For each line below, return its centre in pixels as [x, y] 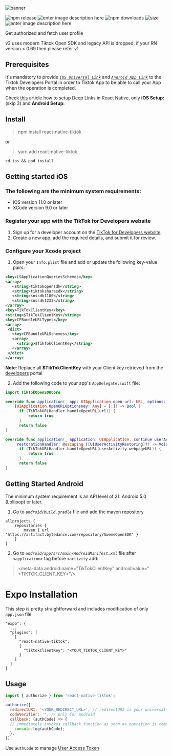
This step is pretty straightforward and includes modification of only [77, 608]
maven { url [37, 530]
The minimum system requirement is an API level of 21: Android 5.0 [76, 496]
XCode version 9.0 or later [40, 208]
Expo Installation [42, 594]
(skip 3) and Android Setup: [35, 103]
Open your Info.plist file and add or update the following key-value [85, 262]
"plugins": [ [24, 633]
